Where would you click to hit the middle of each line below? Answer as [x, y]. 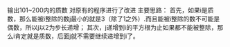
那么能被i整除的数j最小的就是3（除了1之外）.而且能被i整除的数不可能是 [120, 19]
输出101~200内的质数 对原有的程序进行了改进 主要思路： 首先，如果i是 [107, 10]
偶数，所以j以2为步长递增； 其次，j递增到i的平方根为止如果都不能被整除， [112, 27]
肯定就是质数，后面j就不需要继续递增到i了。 [77, 36]
